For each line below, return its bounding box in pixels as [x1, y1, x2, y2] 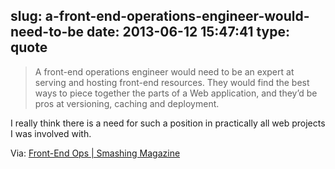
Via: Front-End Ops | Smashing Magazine [10, 147, 181, 159]
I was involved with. [10, 127, 92, 139]
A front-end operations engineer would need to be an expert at [34, 65, 295, 78]
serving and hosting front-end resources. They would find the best [34, 76, 310, 88]
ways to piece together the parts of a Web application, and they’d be [34, 87, 318, 99]
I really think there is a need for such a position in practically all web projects [10, 117, 326, 129]
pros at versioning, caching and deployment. [34, 97, 220, 109]
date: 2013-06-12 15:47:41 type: [86, 24, 291, 41]
